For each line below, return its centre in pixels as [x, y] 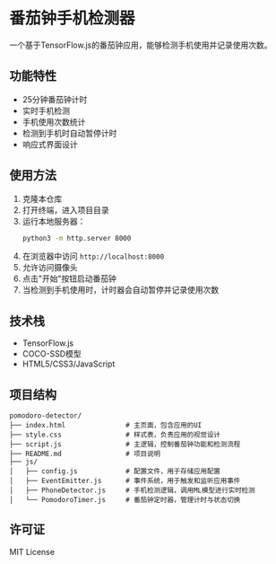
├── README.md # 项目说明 [85, 454]
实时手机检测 [46, 110]
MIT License [32, 551]
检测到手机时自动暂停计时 [69, 133]
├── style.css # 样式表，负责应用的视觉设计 [115, 435]
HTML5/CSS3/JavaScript [69, 364]
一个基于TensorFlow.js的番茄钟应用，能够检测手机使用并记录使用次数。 [141, 45]
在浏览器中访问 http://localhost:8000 [93, 256]
